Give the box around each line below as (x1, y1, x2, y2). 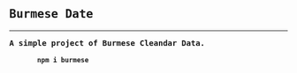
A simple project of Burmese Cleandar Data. (9, 38, 206, 47)
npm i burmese (36, 55, 89, 64)
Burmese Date (9, 7, 94, 21)
